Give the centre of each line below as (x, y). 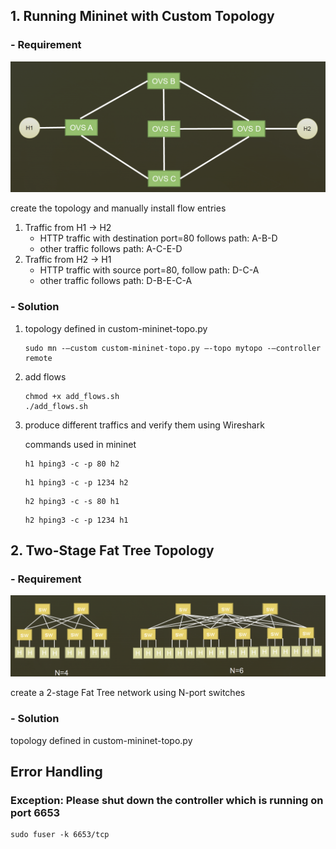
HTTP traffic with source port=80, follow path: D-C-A (149, 270)
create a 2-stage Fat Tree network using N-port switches (128, 693)
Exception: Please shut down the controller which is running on (167, 801)
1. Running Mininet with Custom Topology (142, 16)
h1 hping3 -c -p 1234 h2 (76, 482)
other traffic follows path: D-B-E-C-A (116, 281)
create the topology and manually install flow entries (118, 208)
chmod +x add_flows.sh (72, 396)
